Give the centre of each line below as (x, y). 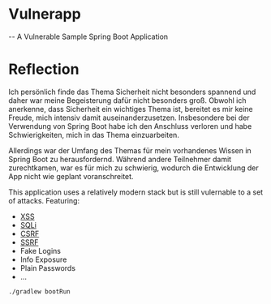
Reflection (44, 69)
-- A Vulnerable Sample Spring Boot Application (88, 36)
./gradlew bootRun (39, 291)
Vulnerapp (45, 14)
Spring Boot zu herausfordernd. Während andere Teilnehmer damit (120, 159)
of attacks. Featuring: (44, 200)
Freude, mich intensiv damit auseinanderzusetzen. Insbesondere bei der (129, 118)
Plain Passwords (47, 268)
